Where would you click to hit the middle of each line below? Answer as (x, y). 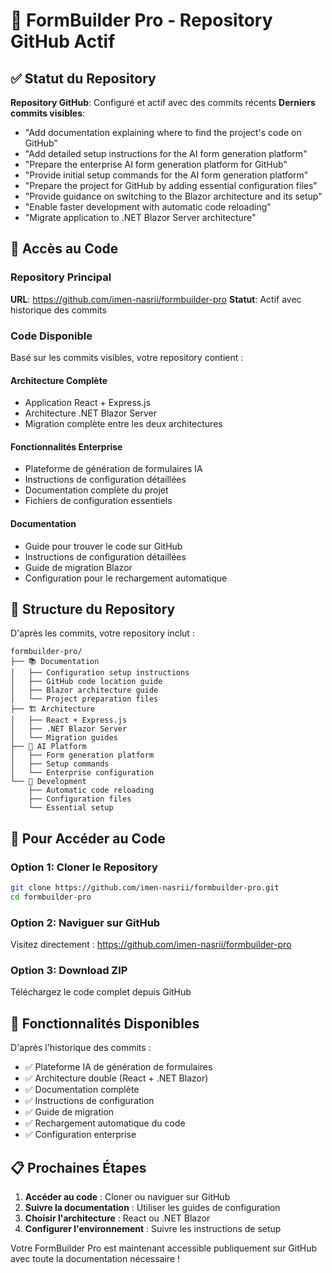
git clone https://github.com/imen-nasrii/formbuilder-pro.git (145, 888)
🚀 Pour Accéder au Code (88, 838)
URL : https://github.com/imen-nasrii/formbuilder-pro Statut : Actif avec (156, 299)
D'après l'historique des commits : (81, 1048)
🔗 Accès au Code (64, 249)
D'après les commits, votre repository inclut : (102, 633)
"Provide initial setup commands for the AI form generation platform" (166, 175)
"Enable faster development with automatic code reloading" (148, 207)
